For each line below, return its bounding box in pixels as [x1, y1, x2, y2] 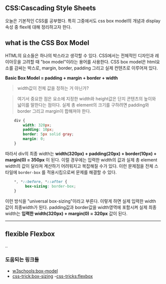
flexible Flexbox [5, 229, 55, 238]
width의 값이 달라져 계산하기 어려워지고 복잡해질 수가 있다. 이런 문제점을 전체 [5, 163, 154, 169]
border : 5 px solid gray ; [23, 132, 74, 137]
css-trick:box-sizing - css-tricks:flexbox [12, 273, 93, 279]
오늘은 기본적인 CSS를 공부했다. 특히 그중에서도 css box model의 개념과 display [5, 17, 161, 24]
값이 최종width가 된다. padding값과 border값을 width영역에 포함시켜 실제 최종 [5, 204, 157, 210]
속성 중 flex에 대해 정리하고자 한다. [5, 24, 72, 30]
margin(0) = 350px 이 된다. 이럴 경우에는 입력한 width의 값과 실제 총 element [5, 156, 158, 163]
